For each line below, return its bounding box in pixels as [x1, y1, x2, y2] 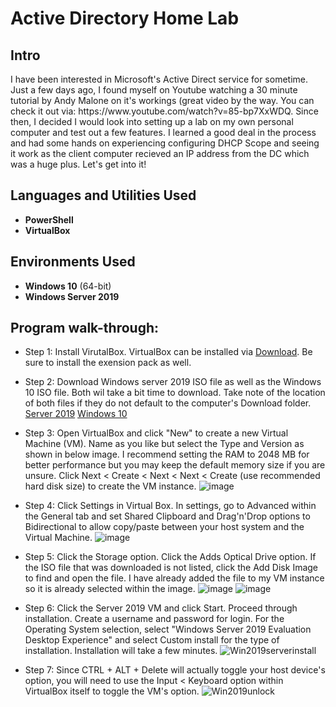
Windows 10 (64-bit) [24, 280, 112, 292]
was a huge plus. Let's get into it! [10, 158, 147, 170]
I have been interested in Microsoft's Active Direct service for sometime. [10, 73, 309, 85]
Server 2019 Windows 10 [24, 408, 128, 420]
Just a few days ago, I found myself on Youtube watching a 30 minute [10, 84, 298, 96]
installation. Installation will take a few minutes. [24, 645, 218, 657]
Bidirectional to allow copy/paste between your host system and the [24, 521, 305, 533]
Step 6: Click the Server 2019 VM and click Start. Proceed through [24, 602, 298, 614]
